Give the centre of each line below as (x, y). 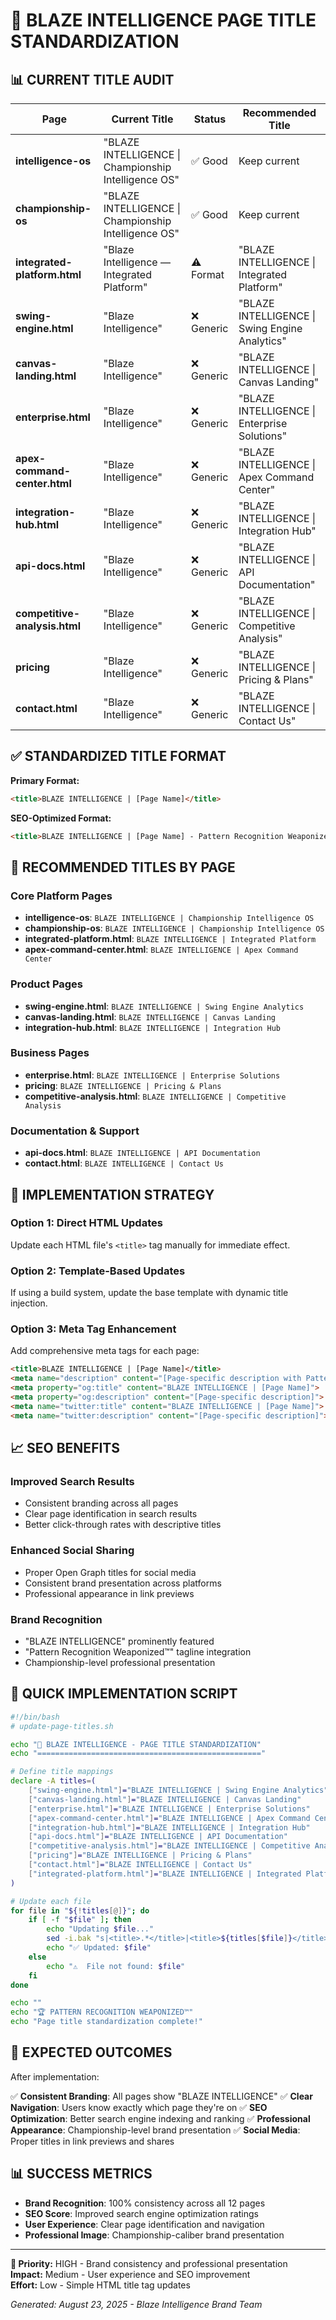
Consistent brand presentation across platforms (123, 1583)
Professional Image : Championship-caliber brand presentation (154, 2235)
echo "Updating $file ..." (100, 1929)
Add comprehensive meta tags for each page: (105, 1351)
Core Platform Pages (61, 896)
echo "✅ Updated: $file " (99, 1948)
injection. (29, 1303)
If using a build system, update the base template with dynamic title (149, 1293)
